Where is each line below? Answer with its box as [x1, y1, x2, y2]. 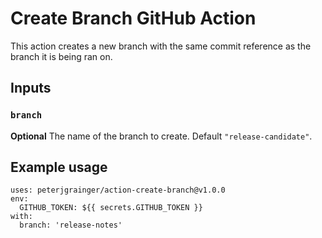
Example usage [10, 159, 108, 176]
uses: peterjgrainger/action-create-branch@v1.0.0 [10, 185, 226, 196]
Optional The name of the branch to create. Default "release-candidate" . [10, 130, 313, 142]
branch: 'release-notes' [19, 220, 123, 231]
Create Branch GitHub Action [10, 7, 257, 30]
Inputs [10, 80, 52, 97]
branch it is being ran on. [10, 50, 113, 62]
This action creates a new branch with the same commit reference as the [10, 40, 312, 52]
